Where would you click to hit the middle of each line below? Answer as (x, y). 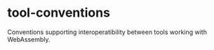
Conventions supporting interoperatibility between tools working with (107, 32)
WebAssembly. (29, 39)
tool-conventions (59, 13)
